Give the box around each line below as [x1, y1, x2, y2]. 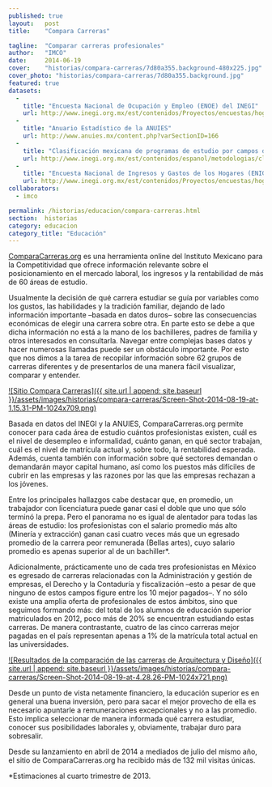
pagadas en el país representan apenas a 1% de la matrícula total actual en [8, 631, 258, 640]
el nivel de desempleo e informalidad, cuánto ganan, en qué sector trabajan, [8, 436, 262, 446]
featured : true [8, 79, 60, 87]
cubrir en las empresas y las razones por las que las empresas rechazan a [8, 470, 256, 480]
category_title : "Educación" [8, 229, 107, 237]
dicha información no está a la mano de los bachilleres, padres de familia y [8, 327, 257, 337]
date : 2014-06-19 [8, 57, 82, 65]
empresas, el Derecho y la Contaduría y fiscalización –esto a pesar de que [8, 580, 257, 589]
